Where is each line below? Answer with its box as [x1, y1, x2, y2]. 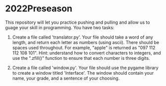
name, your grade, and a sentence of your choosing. [12, 75, 120, 81]
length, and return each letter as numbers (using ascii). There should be [12, 39, 160, 45]
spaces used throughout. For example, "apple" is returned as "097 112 [12, 44, 156, 50]
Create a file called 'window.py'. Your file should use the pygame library [12, 65, 159, 71]
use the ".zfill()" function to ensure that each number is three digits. [12, 55, 150, 61]
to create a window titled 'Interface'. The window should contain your [12, 70, 154, 76]
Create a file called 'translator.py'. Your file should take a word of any [12, 34, 154, 40]
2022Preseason [5, 3, 73, 14]
